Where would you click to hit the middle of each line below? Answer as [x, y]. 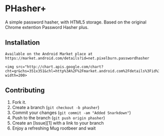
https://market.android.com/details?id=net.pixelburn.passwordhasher [77, 58]
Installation [22, 43]
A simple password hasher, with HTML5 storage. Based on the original [76, 22]
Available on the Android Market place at [49, 54]
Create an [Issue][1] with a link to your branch [58, 123]
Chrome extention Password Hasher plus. [47, 27]
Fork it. [19, 102]
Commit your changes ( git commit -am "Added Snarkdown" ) [72, 113]
